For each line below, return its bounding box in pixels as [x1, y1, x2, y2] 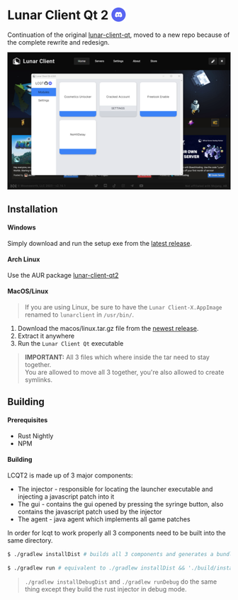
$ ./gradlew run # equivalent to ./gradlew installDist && [7, 564, 186, 572]
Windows [7, 223, 36, 232]
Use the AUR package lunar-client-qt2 [7, 271, 119, 279]
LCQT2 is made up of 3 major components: [7, 471, 133, 480]
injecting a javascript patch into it [17, 492, 115, 501]
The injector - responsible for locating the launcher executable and [17, 485, 213, 493]
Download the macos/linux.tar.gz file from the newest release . [17, 324, 199, 333]
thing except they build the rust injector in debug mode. [24, 584, 187, 593]
